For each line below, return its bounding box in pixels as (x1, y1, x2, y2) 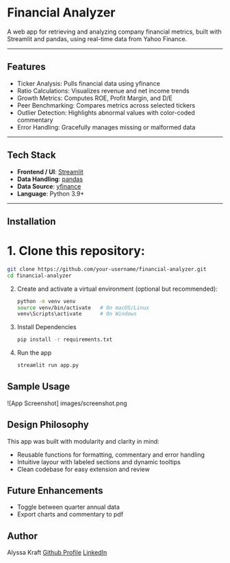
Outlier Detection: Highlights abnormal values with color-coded (16, 108, 195, 117)
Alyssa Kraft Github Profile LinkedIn (7, 549, 107, 557)
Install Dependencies (16, 323, 77, 331)
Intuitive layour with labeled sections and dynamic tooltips (16, 457, 181, 466)
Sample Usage (7, 381, 71, 392)
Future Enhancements (7, 485, 104, 496)
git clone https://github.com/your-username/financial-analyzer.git (7, 265, 207, 272)
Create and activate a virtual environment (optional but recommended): (16, 285, 218, 293)
